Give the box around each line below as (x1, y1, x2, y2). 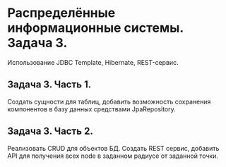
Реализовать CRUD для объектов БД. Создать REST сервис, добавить (7, 144, 220, 152)
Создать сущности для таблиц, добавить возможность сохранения (7, 97, 211, 106)
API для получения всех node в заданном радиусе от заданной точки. (7, 151, 219, 160)
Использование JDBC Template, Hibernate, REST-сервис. (7, 58, 179, 66)
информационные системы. (7, 20, 184, 36)
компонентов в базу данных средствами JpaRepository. (7, 104, 177, 113)
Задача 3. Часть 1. (7, 79, 92, 91)
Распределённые (7, 5, 116, 21)
